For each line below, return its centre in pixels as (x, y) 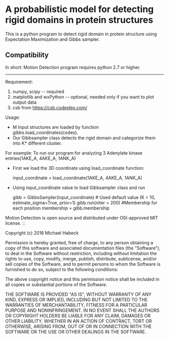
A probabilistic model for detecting (79, 9)
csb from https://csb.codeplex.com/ (50, 107)
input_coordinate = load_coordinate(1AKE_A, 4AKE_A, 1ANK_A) (77, 178)
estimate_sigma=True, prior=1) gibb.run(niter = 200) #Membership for (85, 202)
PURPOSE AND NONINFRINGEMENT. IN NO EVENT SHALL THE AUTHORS (82, 310)
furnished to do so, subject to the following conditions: (62, 269)
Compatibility (27, 55)
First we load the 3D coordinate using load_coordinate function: (78, 168)
